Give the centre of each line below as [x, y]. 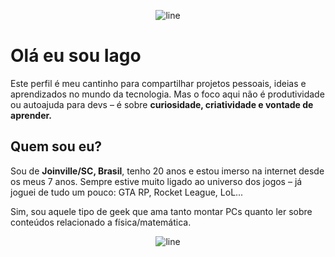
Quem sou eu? [56, 146]
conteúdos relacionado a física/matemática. [101, 222]
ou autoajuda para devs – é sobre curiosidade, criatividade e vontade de [162, 104]
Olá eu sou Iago [76, 56]
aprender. [31, 115]
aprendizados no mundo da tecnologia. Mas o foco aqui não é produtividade [167, 94]
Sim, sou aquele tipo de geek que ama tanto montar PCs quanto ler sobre [161, 211]
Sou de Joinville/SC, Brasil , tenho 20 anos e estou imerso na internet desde [167, 171]
